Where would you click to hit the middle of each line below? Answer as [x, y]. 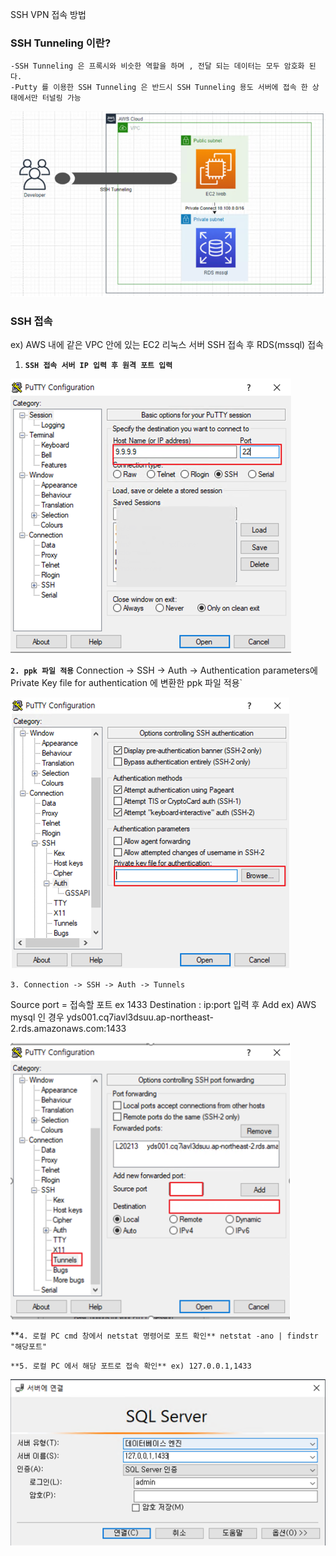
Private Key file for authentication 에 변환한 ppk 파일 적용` [126, 683]
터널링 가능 [61, 98]
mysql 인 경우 [37, 1017]
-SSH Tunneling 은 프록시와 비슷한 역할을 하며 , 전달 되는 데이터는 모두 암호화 [157, 66]
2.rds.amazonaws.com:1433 [68, 1029]
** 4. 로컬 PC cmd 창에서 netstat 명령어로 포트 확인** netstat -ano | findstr [164, 1335]
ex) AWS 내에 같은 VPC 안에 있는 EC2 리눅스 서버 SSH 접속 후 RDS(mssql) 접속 [167, 345]
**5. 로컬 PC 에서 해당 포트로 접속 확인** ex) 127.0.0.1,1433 [131, 1366]
